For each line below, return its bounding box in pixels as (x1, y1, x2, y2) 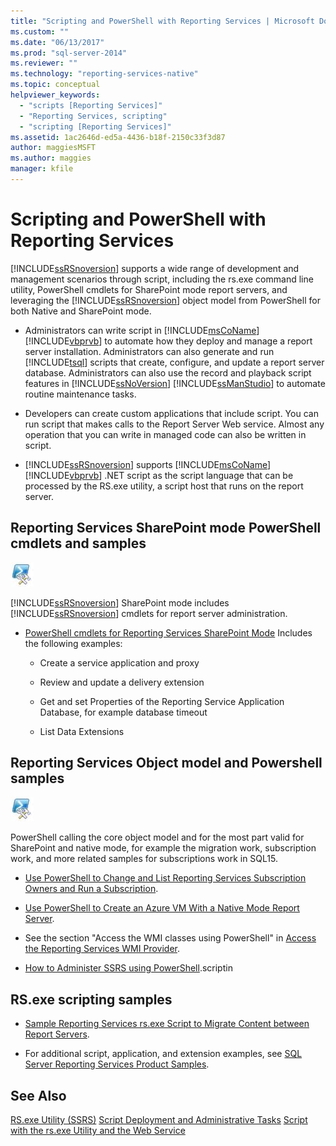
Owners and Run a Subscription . (24, 883, 159, 895)
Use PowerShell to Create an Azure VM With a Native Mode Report (24, 902, 300, 914)
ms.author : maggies (10, 153, 92, 164)
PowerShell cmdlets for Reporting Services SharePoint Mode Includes (24, 626, 313, 639)
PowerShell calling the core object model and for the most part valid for (10, 831, 305, 844)
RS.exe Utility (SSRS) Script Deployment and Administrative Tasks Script (10, 1114, 308, 1126)
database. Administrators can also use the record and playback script (24, 366, 312, 379)
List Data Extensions (39, 725, 125, 737)
